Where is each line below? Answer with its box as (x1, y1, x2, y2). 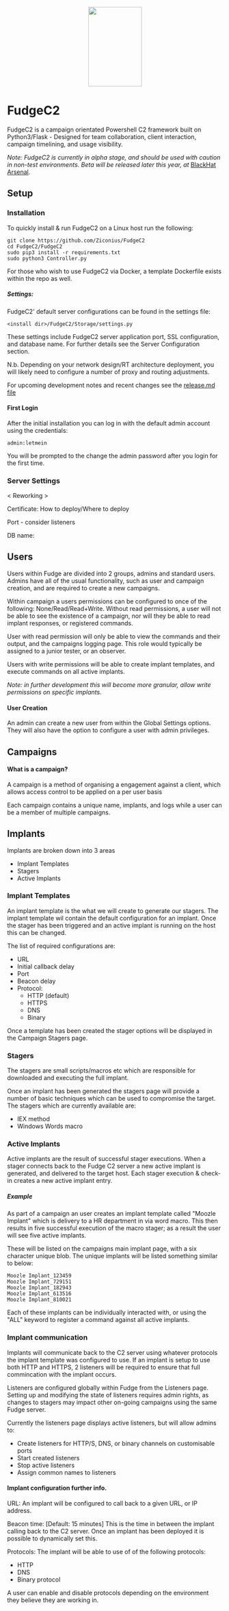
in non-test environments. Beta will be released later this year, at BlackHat (7, 160, 217, 168)
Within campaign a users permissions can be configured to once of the (7, 597, 207, 605)
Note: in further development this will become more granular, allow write (7, 680, 211, 688)
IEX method (16, 1115, 50, 1123)
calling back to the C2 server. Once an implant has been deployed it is (7, 1527, 204, 1535)
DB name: (7, 532, 35, 540)
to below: (7, 1259, 33, 1267)
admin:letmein (7, 439, 48, 447)
